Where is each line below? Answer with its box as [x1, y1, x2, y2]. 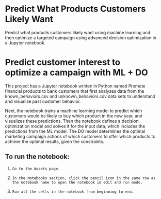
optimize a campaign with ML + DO [5, 67, 148, 78]
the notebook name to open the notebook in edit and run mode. [12, 180, 143, 185]
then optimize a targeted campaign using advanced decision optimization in [5, 35, 157, 41]
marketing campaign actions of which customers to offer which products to [5, 133, 156, 139]
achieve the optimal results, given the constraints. [5, 139, 104, 144]
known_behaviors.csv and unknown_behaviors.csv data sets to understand [5, 93, 156, 99]
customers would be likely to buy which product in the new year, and [5, 113, 143, 119]
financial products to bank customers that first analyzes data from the [5, 88, 145, 94]
